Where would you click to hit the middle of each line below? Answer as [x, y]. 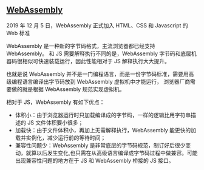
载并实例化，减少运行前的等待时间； [60, 138]
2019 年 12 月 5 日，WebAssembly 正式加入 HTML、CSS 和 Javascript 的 [97, 25]
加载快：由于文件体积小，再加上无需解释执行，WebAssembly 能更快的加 [105, 130]
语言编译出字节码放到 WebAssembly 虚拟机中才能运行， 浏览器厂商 [106, 81]
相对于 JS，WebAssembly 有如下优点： [56, 102]
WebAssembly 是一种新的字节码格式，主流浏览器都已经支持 [81, 46]
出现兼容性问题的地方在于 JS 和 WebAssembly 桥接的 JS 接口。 [94, 160]
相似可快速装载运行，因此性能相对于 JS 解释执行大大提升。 [96, 61]
